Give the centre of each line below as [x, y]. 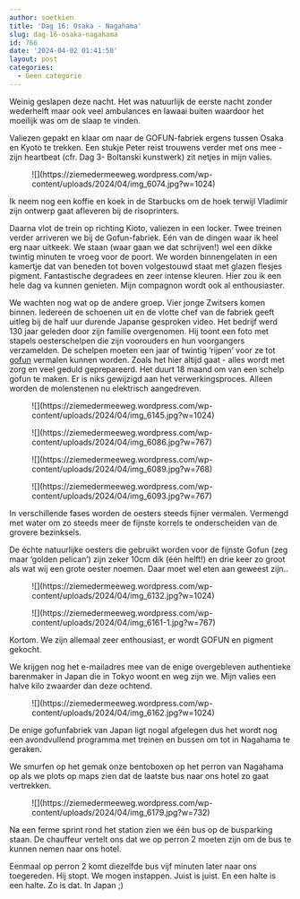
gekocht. [26, 649]
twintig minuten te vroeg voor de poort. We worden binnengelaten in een [143, 256]
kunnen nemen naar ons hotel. [65, 849]
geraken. [26, 748]
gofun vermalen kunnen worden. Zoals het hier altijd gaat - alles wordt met [147, 359]
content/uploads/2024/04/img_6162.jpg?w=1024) [123, 713]
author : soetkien [42, 17]
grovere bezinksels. [46, 532]
